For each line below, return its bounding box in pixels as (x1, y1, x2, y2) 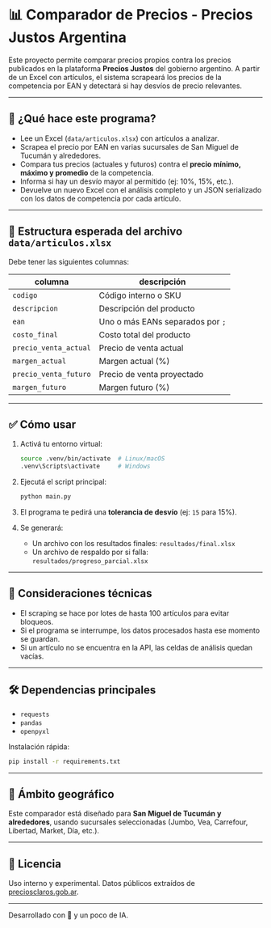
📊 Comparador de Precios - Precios (8, 6, 253, 24)
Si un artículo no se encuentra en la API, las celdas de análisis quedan (19, 642, 252, 652)
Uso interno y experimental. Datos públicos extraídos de (8, 879, 195, 888)
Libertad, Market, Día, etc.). (8, 826, 99, 836)
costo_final (12, 330, 59, 339)
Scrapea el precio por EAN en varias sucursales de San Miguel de (19, 142, 240, 151)
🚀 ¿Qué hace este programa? (8, 112, 156, 125)
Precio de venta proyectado (98, 368, 204, 379)
